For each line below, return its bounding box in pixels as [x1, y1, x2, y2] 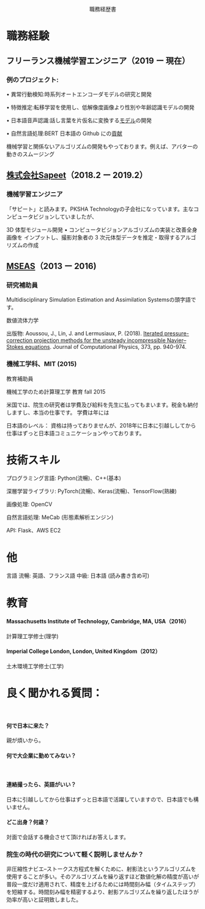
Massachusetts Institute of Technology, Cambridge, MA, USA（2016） [6, 618, 190, 625]
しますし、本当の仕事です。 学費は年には [6, 408, 110, 416]
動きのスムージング [6, 150, 55, 158]
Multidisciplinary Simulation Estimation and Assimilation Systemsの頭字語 [6, 296, 191, 303]
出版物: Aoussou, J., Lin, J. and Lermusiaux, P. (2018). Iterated [6, 330, 163, 337]
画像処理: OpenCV [6, 501, 53, 508]
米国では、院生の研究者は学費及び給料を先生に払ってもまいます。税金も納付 [6, 401, 199, 408]
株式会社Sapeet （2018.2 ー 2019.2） [6, 170, 148, 181]
